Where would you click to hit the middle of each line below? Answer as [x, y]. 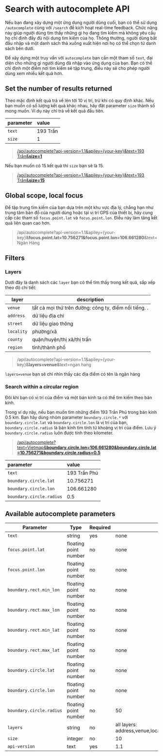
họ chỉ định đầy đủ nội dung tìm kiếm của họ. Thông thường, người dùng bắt [81, 38]
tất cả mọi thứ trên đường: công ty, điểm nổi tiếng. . [90, 308]
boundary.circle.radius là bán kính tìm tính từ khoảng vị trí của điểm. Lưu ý [81, 427]
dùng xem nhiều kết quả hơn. [34, 73]
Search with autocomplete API [67, 9]
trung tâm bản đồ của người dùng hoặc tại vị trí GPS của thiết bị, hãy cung [79, 213]
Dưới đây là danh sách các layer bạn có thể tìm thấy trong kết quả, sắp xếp [80, 282]
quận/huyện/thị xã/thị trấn [62, 340]
